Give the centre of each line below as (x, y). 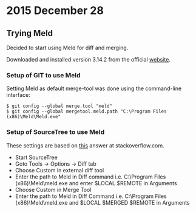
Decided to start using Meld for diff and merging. (67, 48)
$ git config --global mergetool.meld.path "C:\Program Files (86, 111)
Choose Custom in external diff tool (59, 170)
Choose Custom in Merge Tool (53, 189)
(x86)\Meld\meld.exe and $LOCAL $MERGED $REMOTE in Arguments (102, 202)
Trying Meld (30, 33)
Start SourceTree (36, 157)
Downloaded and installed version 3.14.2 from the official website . (89, 59)
